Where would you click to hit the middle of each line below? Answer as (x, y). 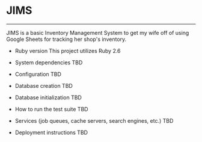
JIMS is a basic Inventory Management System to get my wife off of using (98, 32)
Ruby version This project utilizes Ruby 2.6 (68, 51)
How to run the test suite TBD (51, 109)
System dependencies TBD (49, 62)
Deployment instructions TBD (51, 132)
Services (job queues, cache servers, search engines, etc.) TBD (94, 120)
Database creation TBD (44, 85)
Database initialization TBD (48, 97)
